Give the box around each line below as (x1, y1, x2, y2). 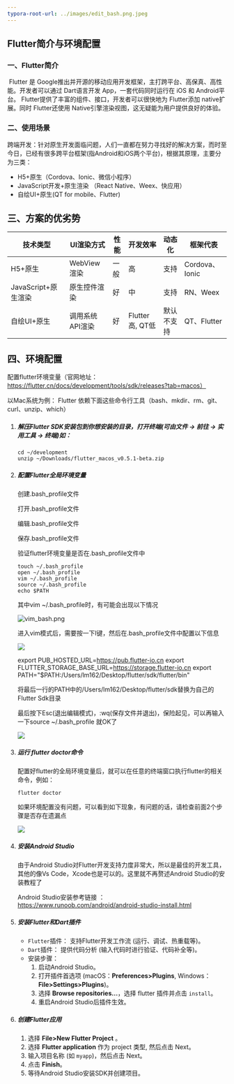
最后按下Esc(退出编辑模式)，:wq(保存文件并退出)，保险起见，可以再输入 (17, 709, 224, 717)
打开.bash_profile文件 (17, 504, 80, 513)
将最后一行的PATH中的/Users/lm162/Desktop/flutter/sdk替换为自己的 (17, 685, 214, 694)
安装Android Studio (17, 842, 75, 850)
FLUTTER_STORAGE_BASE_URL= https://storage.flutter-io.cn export (17, 664, 212, 672)
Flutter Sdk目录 (17, 694, 61, 703)
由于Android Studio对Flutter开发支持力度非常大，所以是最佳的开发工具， (17, 860, 226, 870)
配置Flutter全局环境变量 (17, 471, 86, 479)
